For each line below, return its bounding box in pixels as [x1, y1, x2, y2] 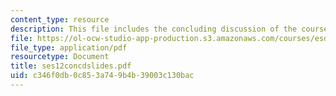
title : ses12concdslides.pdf [10, 61, 132, 71]
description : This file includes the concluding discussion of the [10, 24, 298, 34]
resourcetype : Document [10, 52, 110, 62]
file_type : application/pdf [10, 42, 128, 53]
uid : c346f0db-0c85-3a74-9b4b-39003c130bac [10, 71, 195, 81]
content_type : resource [10, 14, 110, 25]
